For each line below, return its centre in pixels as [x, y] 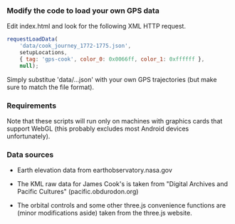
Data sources [30, 154]
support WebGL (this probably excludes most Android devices [98, 128]
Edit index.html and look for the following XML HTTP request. [96, 26]
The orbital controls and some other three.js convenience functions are [121, 205]
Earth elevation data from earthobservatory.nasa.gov [94, 170]
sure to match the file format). [50, 87]
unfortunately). [28, 136]
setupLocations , [44, 53]
